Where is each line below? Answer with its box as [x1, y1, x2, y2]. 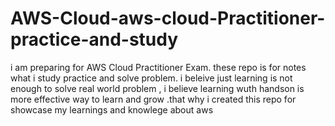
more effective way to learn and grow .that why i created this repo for [10, 93, 297, 105]
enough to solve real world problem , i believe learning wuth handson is [10, 82, 305, 94]
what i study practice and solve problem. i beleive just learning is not [10, 72, 293, 84]
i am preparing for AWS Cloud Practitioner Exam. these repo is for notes [10, 61, 307, 73]
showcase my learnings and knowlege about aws [10, 103, 214, 116]
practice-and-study [10, 28, 179, 51]
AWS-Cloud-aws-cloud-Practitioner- [10, 7, 326, 30]
